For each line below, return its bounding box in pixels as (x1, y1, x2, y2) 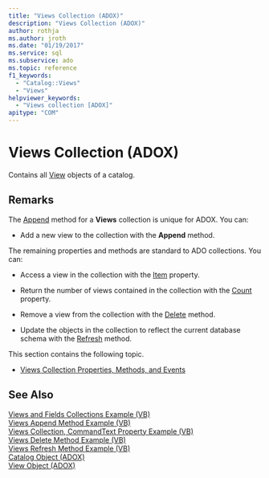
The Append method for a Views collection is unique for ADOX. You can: (8, 214, 249, 224)
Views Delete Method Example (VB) (8, 435, 126, 444)
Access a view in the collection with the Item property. (19, 270, 200, 280)
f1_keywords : (8, 71, 52, 80)
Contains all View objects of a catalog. (8, 170, 135, 179)
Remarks (8, 194, 55, 207)
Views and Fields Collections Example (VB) (8, 409, 151, 419)
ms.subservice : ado (8, 57, 74, 65)
